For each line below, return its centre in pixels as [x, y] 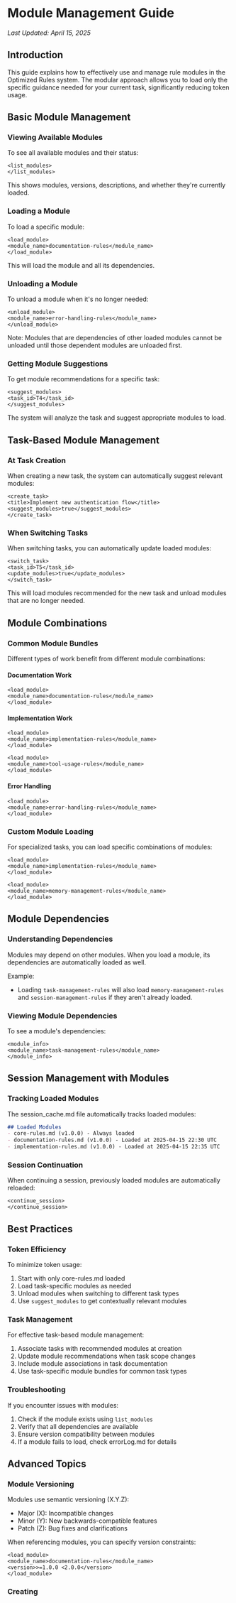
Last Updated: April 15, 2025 [49, 33]
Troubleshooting [36, 1390]
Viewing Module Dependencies [62, 1016]
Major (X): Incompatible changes [65, 1514]
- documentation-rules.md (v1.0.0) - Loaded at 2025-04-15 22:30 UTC [112, 1140]
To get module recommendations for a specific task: [84, 379]
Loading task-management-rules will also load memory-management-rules [121, 989]
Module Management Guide [91, 13]
